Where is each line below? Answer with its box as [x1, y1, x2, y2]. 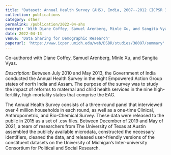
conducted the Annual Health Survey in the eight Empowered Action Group [5, 75, 163, 82]
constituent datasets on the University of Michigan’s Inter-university [5, 139, 148, 145]
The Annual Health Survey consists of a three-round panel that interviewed [5, 101, 163, 108]
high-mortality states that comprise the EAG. [22, 91, 116, 97]
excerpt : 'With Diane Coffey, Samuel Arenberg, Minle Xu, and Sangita [5, 27, 158, 32]
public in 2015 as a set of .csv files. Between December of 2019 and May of [5, 118, 164, 124]
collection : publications [5, 12, 60, 17]
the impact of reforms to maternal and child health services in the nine [5, 86, 153, 92]
